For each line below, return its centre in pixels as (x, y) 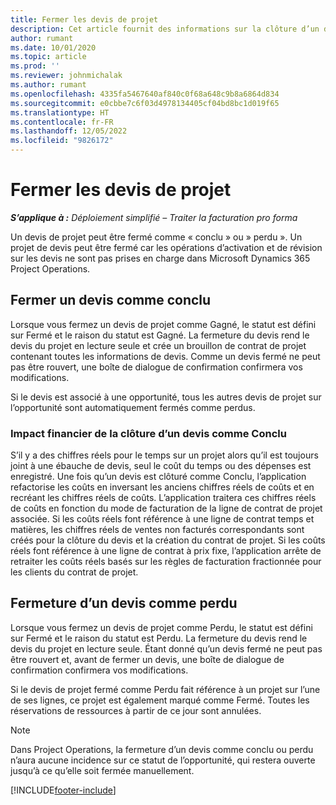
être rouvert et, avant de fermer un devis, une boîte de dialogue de (147, 659)
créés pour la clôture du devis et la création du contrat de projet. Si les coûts (168, 540)
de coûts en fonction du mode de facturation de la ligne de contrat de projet (166, 508)
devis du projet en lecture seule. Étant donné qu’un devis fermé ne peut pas (166, 648)
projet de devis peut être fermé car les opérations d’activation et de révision (166, 247)
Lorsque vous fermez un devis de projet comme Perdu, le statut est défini (161, 627)
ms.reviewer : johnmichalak (66, 76)
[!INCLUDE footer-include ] (63, 790)
